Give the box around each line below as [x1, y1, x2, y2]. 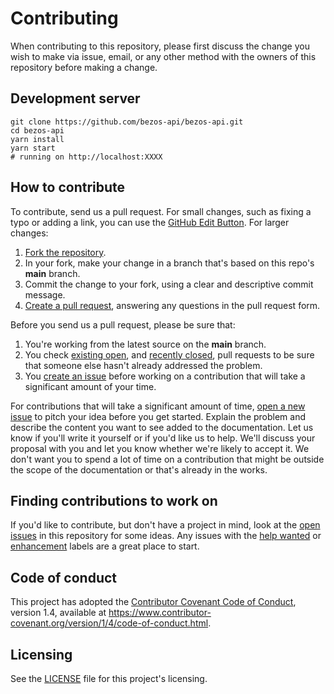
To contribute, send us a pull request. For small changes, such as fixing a [10, 205, 312, 217]
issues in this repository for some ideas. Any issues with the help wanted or [10, 530, 322, 542]
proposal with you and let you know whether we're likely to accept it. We [10, 442, 310, 454]
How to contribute [10, 179, 126, 196]
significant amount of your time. [24, 380, 157, 392]
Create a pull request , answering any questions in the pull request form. [24, 299, 321, 311]
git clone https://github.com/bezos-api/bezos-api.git [10, 117, 244, 127]
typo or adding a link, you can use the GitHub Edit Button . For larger [10, 216, 290, 228]
